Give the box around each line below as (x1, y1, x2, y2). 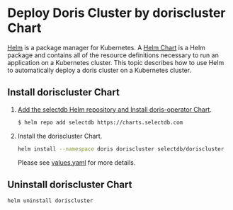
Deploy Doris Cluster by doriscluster (7, 5, 226, 21)
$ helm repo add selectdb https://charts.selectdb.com (17, 119, 183, 126)
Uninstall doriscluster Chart (7, 178, 132, 190)
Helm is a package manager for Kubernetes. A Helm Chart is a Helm (7, 43, 205, 52)
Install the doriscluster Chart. (17, 132, 103, 140)
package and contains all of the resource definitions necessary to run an (7, 51, 220, 59)
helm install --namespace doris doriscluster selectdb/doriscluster (17, 145, 225, 153)
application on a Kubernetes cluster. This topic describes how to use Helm (7, 58, 225, 66)
